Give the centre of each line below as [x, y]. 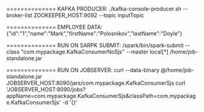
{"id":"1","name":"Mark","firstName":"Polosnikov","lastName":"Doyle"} [94, 33]
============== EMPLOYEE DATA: [54, 27]
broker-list [19, 15]
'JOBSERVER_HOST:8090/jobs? [46, 89]
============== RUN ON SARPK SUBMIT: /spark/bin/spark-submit [95, 45]
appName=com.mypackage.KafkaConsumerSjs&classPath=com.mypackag [101, 96]
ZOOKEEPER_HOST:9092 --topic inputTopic [89, 15]
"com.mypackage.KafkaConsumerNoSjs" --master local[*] [95, 52]
